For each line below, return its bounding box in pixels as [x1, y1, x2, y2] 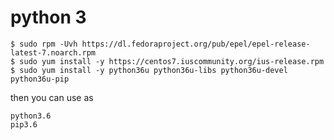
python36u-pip [10, 74, 70, 84]
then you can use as [10, 91, 94, 103]
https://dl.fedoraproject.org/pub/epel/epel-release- [81, 39, 311, 49]
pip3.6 [10, 119, 38, 130]
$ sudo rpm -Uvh [10, 39, 78, 49]
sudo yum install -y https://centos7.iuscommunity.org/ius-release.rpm [19, 56, 325, 66]
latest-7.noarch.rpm [10, 47, 97, 58]
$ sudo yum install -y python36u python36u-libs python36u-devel [10, 65, 288, 75]
